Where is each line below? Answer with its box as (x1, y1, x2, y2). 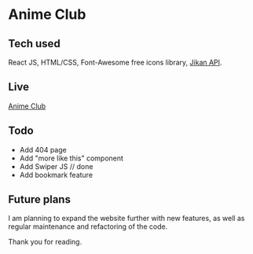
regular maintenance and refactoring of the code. (8, 222, 168, 231)
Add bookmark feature (19, 170, 93, 179)
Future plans (8, 193, 71, 206)
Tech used (8, 37, 60, 50)
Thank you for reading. (8, 237, 82, 247)
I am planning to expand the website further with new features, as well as (8, 214, 245, 223)
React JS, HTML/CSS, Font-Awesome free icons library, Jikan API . (8, 57, 222, 67)
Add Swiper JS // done (19, 161, 93, 171)
